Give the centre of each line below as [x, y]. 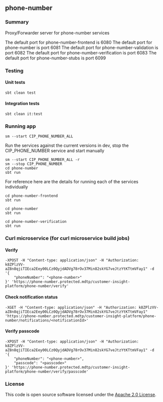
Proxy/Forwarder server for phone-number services [57, 33]
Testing [14, 71]
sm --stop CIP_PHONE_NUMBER [34, 164]
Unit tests [15, 82]
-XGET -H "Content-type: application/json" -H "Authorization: [71, 307]
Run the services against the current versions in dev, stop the [67, 146]
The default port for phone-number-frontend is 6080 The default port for [79, 42]
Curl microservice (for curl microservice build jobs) [67, 239]
